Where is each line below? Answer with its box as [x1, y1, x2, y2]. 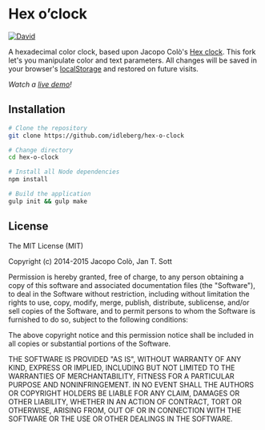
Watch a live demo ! [8, 79, 72, 89]
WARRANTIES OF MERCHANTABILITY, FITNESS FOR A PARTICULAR [8, 371, 235, 381]
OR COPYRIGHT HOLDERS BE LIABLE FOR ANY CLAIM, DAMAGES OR [8, 388, 240, 398]
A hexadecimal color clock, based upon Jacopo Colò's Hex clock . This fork [8, 47, 256, 56]
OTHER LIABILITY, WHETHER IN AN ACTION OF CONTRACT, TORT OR [8, 396, 242, 406]
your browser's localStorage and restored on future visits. [8, 63, 199, 73]
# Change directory [8, 146, 74, 154]
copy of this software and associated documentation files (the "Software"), [8, 280, 256, 290]
